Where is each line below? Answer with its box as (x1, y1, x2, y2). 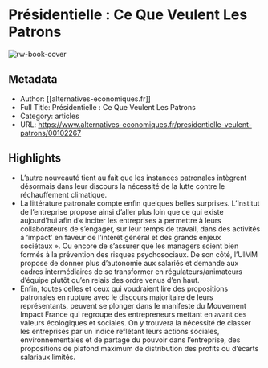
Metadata (8, 72, 58, 86)
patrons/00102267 (19, 128, 82, 137)
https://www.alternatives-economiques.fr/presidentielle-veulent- (38, 119, 253, 129)
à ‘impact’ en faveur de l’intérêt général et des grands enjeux (19, 232, 221, 242)
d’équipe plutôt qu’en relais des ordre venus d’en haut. (19, 275, 200, 284)
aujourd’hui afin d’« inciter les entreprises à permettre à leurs (19, 215, 222, 225)
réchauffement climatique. (19, 190, 108, 199)
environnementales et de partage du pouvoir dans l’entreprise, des (19, 335, 241, 345)
